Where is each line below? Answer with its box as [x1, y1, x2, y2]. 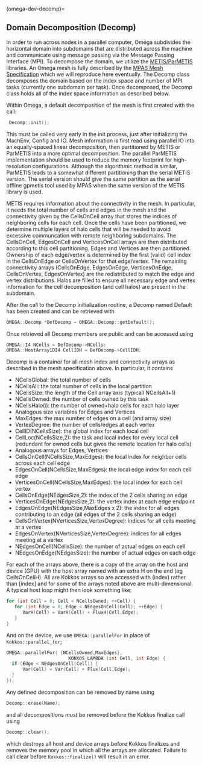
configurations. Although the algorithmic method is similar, [32, 162, 178, 169]
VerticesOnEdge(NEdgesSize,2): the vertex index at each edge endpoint [14, 498, 195, 505]
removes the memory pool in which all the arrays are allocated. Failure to [6, 746, 187, 754]
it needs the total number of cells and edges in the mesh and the [6, 206, 167, 213]
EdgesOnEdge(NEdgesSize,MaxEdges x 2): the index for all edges [14, 505, 180, 512]
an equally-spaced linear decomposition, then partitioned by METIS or [6, 143, 181, 150]
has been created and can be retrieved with [6, 307, 115, 315]
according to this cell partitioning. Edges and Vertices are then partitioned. [6, 244, 191, 252]
